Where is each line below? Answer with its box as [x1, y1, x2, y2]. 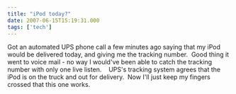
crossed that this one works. [7, 81, 91, 89]
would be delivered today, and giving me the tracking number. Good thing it [7, 50, 229, 59]
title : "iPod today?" [7, 10, 72, 18]
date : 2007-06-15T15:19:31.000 [7, 17, 100, 24]
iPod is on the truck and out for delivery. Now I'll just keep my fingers [7, 73, 210, 81]
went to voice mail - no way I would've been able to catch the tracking [7, 58, 213, 66]
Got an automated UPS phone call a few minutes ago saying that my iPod [7, 43, 221, 52]
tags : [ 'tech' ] [7, 23, 52, 30]
